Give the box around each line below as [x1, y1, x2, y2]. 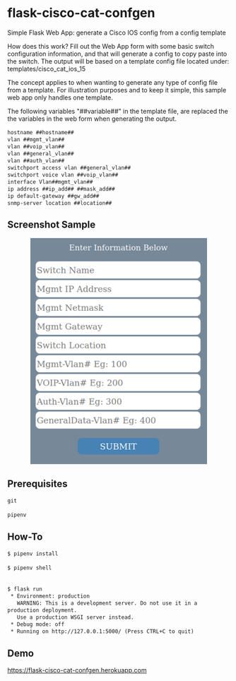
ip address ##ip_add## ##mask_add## [7, 185, 115, 192]
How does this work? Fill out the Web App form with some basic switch [7, 42, 214, 50]
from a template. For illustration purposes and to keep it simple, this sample [7, 85, 227, 94]
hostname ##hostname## [7, 129, 74, 136]
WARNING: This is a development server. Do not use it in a [16, 600, 198, 607]
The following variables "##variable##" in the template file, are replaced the [7, 107, 228, 115]
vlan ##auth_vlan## [7, 157, 65, 164]
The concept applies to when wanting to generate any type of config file [7, 78, 218, 86]
